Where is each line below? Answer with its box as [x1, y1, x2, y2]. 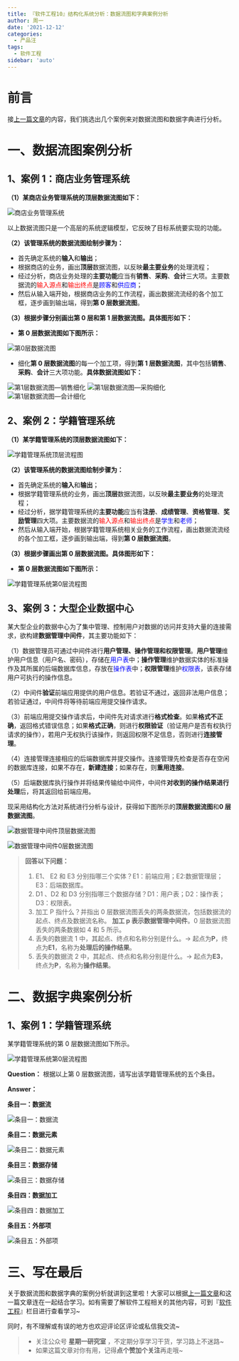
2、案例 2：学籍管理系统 [7, 415, 115, 427]
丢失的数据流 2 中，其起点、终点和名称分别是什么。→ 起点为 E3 [35, 952, 221, 961]
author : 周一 [7, 17, 44, 24]
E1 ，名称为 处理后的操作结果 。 [48, 943, 137, 952]
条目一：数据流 [7, 1100, 51, 1109]
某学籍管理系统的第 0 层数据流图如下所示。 [7, 1039, 134, 1048]
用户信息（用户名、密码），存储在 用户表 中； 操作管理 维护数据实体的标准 [13, 655, 223, 664]
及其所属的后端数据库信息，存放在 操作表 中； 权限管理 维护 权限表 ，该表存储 [13, 664, 232, 673]
